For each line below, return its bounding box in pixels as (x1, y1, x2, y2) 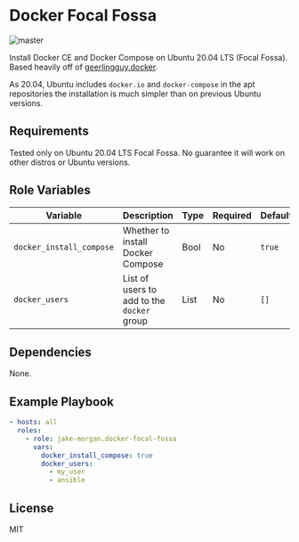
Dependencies (9, 344, 92, 359)
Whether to (123, 224, 170, 236)
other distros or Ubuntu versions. (9, 157, 131, 168)
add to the (123, 294, 166, 307)
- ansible (48, 476, 86, 485)
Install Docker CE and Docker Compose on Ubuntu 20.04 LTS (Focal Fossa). (9, 52, 288, 62)
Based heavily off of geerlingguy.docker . (9, 62, 158, 72)
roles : (17, 426, 42, 435)
